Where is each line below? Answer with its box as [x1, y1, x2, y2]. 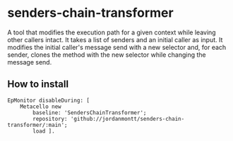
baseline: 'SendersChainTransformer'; [32, 109, 147, 116]
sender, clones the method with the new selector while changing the [7, 51, 206, 59]
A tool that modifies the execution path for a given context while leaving [7, 28, 217, 36]
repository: [32, 115, 68, 122]
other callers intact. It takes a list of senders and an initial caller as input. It [7, 35, 223, 43]
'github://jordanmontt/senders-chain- [70, 115, 185, 122]
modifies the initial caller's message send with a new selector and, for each [7, 43, 227, 51]
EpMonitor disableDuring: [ [7, 97, 90, 104]
